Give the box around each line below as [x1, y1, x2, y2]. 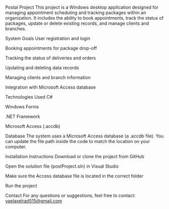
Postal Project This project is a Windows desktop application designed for [5, 5, 159, 10]
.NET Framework [5, 113, 40, 119]
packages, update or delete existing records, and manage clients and [5, 20, 149, 26]
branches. [5, 26, 26, 32]
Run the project [5, 183, 37, 188]
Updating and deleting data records [5, 65, 79, 71]
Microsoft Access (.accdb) [5, 123, 61, 129]
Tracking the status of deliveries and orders [5, 55, 96, 61]
